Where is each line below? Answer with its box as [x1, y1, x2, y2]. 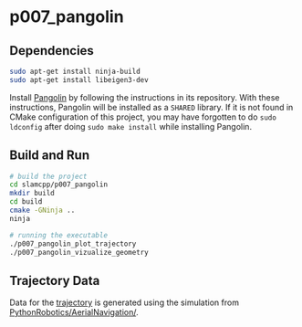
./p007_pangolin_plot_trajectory [9, 239, 137, 248]
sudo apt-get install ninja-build [9, 67, 141, 76]
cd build [9, 197, 43, 206]
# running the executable [9, 230, 108, 239]
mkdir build [9, 189, 55, 198]
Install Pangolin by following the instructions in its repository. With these [9, 91, 280, 102]
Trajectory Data [9, 272, 100, 289]
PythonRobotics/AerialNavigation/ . [9, 307, 139, 318]
